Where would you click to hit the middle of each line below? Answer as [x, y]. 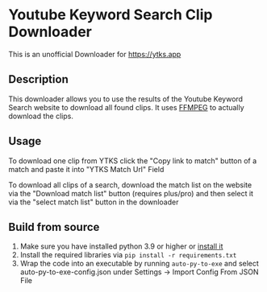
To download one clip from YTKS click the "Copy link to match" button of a [133, 160]
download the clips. [41, 116]
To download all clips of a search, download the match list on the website [130, 185]
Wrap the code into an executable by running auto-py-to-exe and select [140, 264]
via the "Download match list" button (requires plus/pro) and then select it [131, 193]
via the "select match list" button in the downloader [94, 202]
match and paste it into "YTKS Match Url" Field [86, 169]
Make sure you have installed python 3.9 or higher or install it [121, 246]
